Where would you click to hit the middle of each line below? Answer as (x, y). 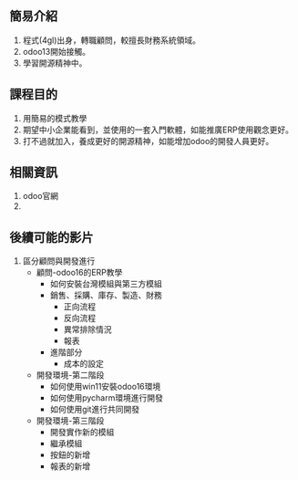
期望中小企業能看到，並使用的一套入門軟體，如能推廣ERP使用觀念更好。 (158, 130)
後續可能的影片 (51, 237)
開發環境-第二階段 (70, 375)
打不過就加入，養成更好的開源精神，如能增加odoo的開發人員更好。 (148, 141)
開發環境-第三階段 (70, 421)
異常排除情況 (87, 329)
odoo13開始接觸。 (57, 51)
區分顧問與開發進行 (59, 261)
